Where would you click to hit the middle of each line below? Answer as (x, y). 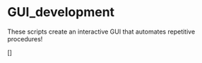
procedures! (25, 38)
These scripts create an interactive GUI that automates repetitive (101, 31)
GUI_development (61, 12)
